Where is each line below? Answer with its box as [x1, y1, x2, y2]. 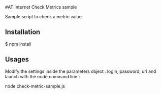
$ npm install [5, 41, 32, 47]
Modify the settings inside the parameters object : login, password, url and [5, 68, 156, 74]
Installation [5, 28, 40, 36]
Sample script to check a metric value [5, 14, 82, 19]
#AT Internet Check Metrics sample [5, 4, 77, 10]
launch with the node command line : [5, 73, 80, 79]
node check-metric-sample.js [5, 83, 65, 89]
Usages [5, 55, 29, 63]
